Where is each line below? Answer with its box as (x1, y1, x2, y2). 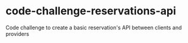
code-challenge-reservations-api (5, 4, 177, 18)
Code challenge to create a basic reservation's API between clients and (5, 24, 182, 31)
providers (5, 30, 29, 37)
